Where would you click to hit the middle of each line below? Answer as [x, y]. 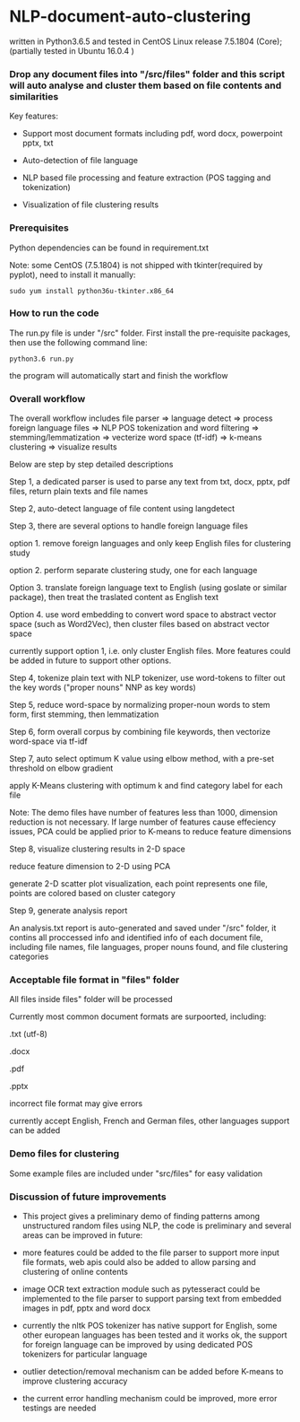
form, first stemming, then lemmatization [84, 714]
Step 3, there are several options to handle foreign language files [129, 526]
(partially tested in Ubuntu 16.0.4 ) [72, 50]
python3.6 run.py [42, 359]
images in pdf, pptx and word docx [86, 1308]
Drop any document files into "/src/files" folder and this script [147, 74]
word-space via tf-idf [48, 741]
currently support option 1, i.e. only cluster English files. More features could [150, 651]
